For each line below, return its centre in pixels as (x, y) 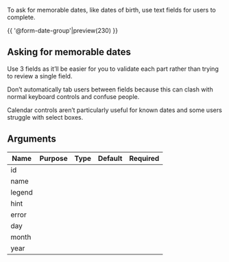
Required (144, 158)
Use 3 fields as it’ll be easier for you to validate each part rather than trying (113, 69)
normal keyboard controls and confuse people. (73, 96)
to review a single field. (40, 76)
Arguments (32, 139)
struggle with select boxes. (45, 117)
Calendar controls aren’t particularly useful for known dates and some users (115, 110)
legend (22, 192)
